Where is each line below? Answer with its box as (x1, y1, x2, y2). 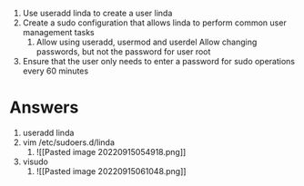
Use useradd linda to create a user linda (22, 8, 173, 18)
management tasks (22, 27, 95, 37)
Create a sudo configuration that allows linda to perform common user (22, 17, 287, 28)
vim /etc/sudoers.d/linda (22, 136, 116, 148)
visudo (22, 156, 48, 167)
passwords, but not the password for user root (35, 46, 211, 57)
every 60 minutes (22, 65, 89, 76)
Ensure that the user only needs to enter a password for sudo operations (22, 56, 296, 66)
